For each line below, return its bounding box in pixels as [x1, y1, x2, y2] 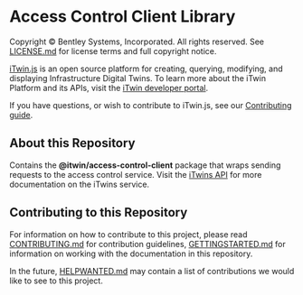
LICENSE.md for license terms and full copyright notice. [9, 45, 217, 56]
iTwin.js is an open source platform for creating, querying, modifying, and [9, 63, 283, 74]
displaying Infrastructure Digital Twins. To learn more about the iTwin [9, 72, 267, 83]
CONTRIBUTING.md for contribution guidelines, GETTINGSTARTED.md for [9, 238, 287, 249]
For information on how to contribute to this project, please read [9, 228, 248, 240]
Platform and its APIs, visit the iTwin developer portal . [9, 82, 209, 93]
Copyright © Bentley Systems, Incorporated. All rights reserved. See [9, 36, 265, 47]
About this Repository [9, 135, 136, 151]
